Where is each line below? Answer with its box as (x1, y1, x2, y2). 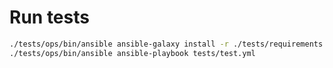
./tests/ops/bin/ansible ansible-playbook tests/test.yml (9, 48, 256, 58)
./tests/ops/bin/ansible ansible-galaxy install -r (9, 39, 229, 49)
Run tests (9, 6, 90, 29)
